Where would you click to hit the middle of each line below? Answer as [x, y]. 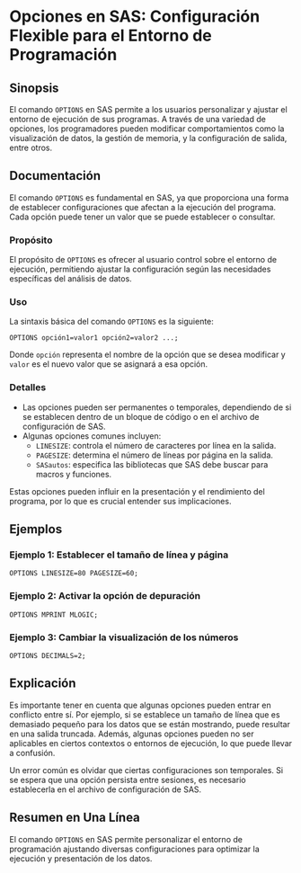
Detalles [28, 388]
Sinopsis [34, 88]
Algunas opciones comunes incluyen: [92, 436]
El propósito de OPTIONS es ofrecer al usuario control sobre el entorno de [143, 260]
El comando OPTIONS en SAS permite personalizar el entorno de [126, 839]
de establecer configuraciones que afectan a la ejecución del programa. [143, 207]
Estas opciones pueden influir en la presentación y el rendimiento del [137, 491]
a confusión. [32, 753]
